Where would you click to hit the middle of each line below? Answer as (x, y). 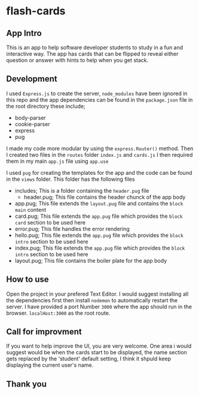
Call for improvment (44, 332)
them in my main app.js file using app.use (57, 161)
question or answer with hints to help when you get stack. (77, 60)
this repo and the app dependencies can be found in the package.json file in (99, 99)
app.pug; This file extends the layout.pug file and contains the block (99, 203)
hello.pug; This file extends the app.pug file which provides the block (99, 235)
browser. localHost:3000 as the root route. (58, 313)
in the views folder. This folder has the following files (71, 179)
